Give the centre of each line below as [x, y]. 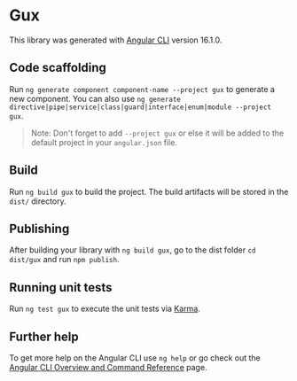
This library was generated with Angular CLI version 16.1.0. [116, 40]
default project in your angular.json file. [104, 142]
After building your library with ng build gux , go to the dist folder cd [133, 250]
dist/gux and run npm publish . [64, 260]
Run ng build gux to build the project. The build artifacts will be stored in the [149, 191]
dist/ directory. [38, 201]
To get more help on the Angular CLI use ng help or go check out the [135, 358]
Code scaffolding [58, 68]
